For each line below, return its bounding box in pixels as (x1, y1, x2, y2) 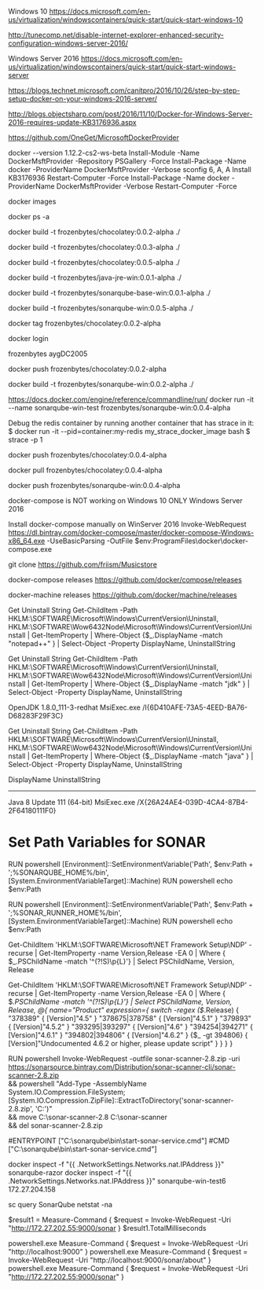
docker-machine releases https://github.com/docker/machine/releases (8, 590, 237, 600)
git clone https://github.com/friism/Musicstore (8, 560, 157, 569)
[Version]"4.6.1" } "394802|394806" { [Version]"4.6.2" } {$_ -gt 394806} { (8, 1030, 248, 1040)
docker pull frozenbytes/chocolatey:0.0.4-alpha (8, 465, 163, 475)
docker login (8, 334, 49, 343)
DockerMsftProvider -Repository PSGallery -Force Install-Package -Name (8, 156, 247, 166)
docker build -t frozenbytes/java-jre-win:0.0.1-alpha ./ (8, 273, 182, 282)
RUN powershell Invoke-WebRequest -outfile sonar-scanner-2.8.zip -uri (8, 1053, 240, 1063)
